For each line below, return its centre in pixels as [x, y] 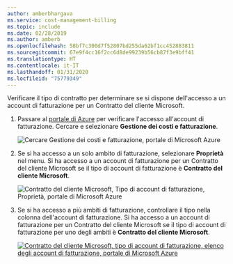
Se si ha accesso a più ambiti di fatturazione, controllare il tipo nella [114, 210]
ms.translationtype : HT [42, 59]
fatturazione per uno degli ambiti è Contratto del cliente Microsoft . [113, 232]
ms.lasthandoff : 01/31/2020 [48, 72]
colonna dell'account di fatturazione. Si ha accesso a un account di [113, 217]
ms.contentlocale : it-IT [43, 65]
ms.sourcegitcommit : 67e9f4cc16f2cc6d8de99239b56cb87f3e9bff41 [101, 53]
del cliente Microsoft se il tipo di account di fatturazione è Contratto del [120, 169]
